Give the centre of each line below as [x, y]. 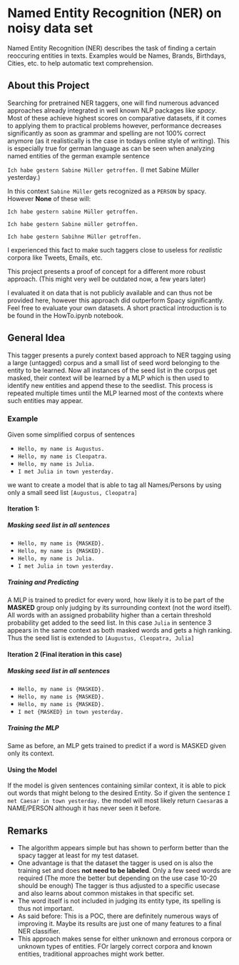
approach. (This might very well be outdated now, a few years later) [107, 279]
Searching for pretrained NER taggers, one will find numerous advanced [113, 103]
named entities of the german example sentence [78, 155]
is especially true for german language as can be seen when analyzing [111, 148]
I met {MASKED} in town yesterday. [71, 712]
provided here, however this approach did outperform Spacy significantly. [116, 300]
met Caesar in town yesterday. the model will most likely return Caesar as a [118, 801]
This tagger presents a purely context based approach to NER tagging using [119, 355]
